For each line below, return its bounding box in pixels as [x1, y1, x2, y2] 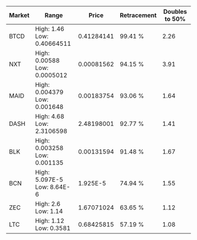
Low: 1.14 [35, 207, 63, 215]
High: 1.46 [35, 25, 64, 33]
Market [9, 11, 30, 19]
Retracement [120, 11, 157, 19]
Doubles [163, 8, 188, 15]
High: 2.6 [35, 200, 60, 208]
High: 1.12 [35, 217, 64, 225]
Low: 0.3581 [35, 224, 71, 232]
